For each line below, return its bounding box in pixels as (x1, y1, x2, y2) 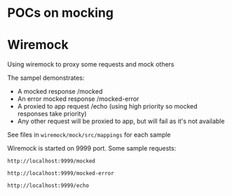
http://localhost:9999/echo (7, 182, 90, 190)
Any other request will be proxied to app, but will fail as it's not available (17, 117, 225, 125)
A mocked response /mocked (17, 87, 103, 96)
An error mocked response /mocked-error (17, 94, 139, 103)
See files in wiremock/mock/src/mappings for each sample (7, 131, 171, 139)
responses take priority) (17, 110, 87, 118)
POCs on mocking (7, 5, 114, 21)
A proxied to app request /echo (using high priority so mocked (17, 102, 198, 111)
